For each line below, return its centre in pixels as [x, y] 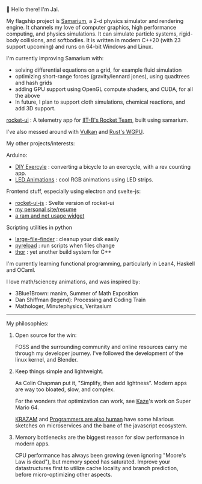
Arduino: [17, 155]
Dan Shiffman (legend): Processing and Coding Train [80, 300]
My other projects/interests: [41, 143]
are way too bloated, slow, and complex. [65, 389]
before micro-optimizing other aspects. [63, 474]
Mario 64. [27, 407]
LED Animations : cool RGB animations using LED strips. [84, 180]
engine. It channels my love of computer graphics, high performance [91, 27]
